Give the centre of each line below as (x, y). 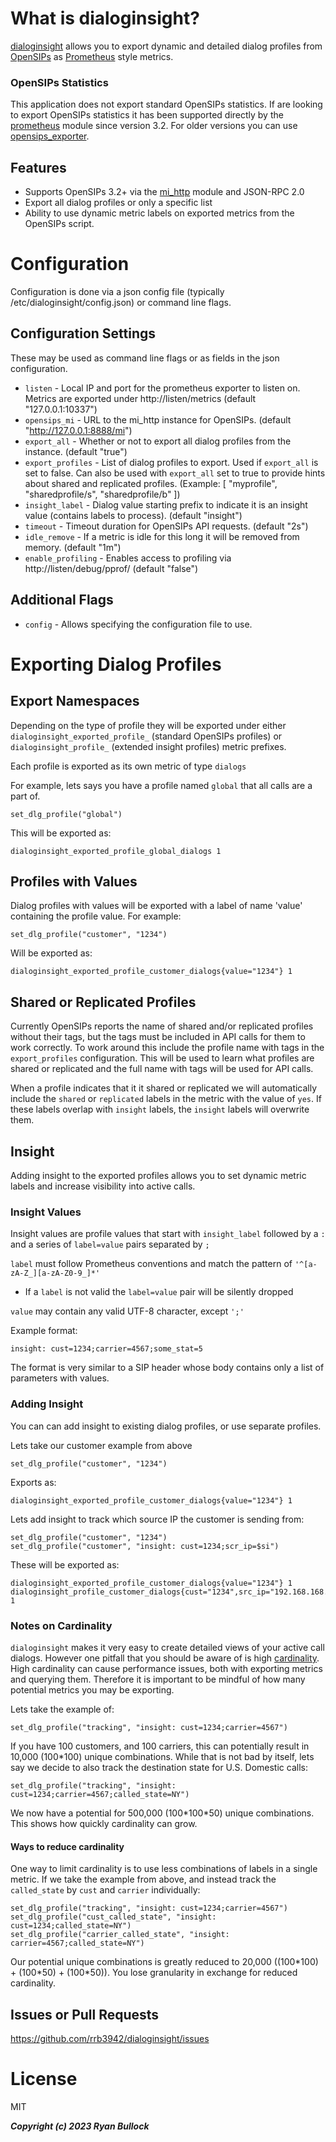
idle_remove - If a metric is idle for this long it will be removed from (162, 536)
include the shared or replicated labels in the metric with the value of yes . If (166, 1099)
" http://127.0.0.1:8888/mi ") (78, 430)
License (44, 2079)
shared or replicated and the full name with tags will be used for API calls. (162, 1069)
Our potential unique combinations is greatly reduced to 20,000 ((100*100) (164, 1962)
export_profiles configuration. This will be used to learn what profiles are (162, 1058)
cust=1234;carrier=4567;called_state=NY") (100, 1794)
